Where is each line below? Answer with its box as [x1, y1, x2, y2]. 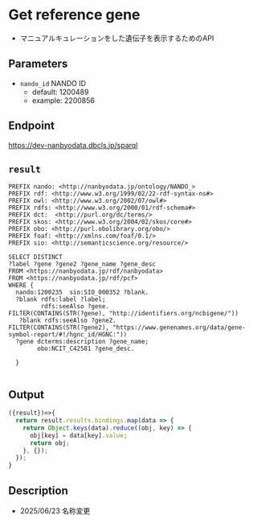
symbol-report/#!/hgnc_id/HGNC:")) [8, 331, 128, 339]
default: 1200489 [31, 87, 89, 97]
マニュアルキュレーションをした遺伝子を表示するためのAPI [19, 33, 214, 43]
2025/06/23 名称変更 [19, 506, 91, 516]
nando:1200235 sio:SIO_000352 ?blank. [15, 288, 149, 297]
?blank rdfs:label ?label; [15, 295, 106, 303]
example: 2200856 [31, 95, 95, 105]
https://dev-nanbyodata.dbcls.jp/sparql [8, 140, 138, 150]
